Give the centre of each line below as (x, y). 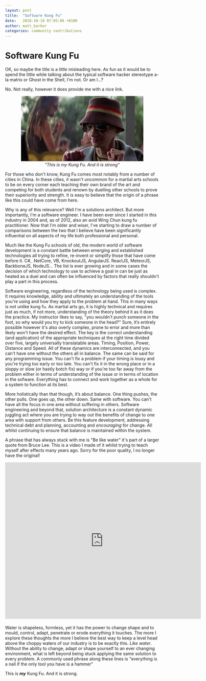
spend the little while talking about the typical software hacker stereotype (79, 75)
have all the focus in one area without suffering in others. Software (72, 405)
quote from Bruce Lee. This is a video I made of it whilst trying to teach (77, 445)
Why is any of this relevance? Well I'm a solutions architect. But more (75, 210)
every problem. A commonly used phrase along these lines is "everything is (81, 659)
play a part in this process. (32, 282)
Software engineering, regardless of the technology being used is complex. (81, 291)
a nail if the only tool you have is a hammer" (49, 664)
